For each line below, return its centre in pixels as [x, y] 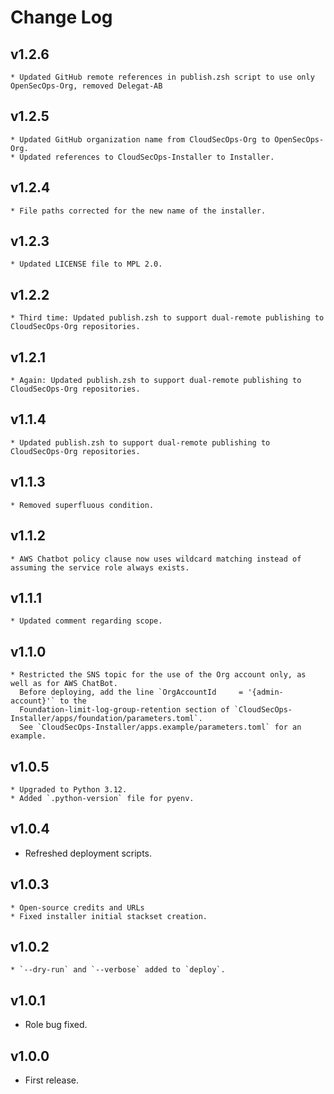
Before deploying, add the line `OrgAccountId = [131, 692]
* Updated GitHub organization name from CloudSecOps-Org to [140, 139]
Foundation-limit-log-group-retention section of [124, 710]
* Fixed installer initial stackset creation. [109, 916]
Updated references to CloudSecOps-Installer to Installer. [147, 157]
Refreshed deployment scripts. [88, 853]
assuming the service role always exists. [100, 567]
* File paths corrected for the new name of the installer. [138, 211]
